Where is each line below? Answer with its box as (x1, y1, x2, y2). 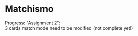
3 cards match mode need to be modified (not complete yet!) (5, 25, 133, 31)
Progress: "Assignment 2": (5, 20, 61, 26)
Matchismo (5, 3, 54, 15)
